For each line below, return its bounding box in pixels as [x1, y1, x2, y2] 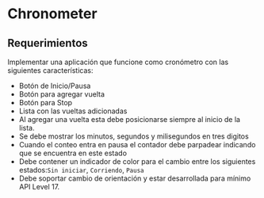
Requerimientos [7, 36, 88, 50]
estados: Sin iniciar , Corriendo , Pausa [18, 166, 144, 174]
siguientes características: [7, 66, 94, 75]
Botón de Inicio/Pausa [18, 81, 91, 90]
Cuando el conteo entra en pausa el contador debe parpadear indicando [18, 140, 256, 149]
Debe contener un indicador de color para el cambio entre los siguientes [18, 157, 256, 166]
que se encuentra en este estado [18, 148, 128, 158]
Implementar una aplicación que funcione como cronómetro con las [7, 57, 229, 67]
